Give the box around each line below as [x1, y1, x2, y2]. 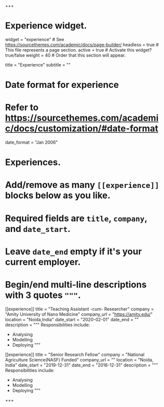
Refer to [5, 102, 39, 113]
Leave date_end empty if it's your [5, 246, 142, 257]
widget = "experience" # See [5, 36, 64, 42]
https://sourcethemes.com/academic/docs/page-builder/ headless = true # [5, 42, 159, 48]
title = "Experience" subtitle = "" [5, 61, 71, 67]
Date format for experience [5, 79, 119, 91]
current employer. [5, 256, 81, 268]
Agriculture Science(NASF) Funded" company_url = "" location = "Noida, [5, 356, 154, 362]
